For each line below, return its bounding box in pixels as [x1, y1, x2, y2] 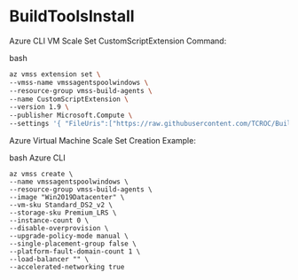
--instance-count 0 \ [9, 216, 90, 225]
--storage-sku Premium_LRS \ [9, 208, 117, 218]
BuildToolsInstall [9, 6, 135, 27]
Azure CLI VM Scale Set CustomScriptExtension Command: [9, 35, 227, 46]
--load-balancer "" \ [9, 255, 90, 264]
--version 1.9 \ [9, 103, 69, 112]
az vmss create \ [9, 170, 74, 179]
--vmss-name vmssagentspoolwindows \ [9, 78, 149, 87]
